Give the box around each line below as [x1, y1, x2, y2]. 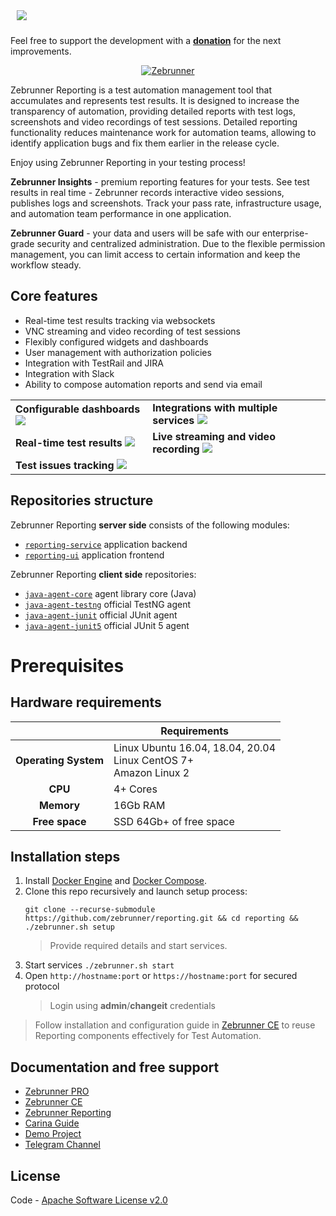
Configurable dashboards [15, 402, 141, 416]
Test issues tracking [15, 458, 115, 472]
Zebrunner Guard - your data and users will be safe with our [10, 227, 260, 239]
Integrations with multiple [152, 400, 278, 414]
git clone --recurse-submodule [24, 905, 156, 915]
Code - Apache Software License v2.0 [10, 1194, 168, 1206]
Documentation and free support [10, 1059, 220, 1076]
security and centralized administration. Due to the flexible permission [36, 238, 326, 249]
